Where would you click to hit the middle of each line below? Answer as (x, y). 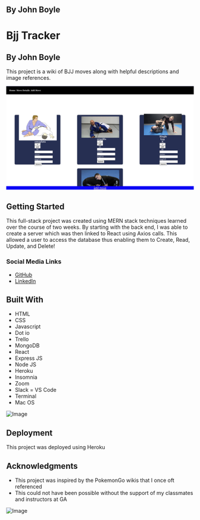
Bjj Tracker (33, 35)
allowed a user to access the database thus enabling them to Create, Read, (98, 240)
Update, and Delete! (31, 246)
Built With (25, 299)
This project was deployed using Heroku (56, 447)
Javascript (28, 326)
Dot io (22, 333)
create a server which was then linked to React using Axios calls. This (92, 233)
